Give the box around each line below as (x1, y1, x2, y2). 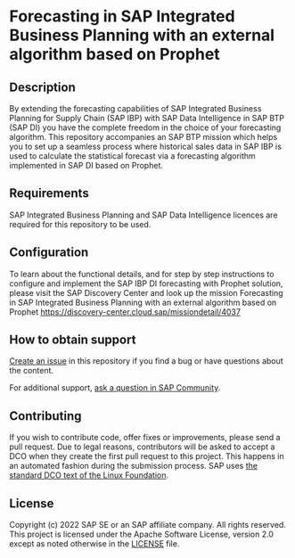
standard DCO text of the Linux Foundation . (9, 470, 169, 480)
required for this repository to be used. (9, 218, 152, 229)
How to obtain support (9, 332, 136, 348)
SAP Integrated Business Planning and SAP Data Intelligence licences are (9, 209, 278, 220)
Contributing (9, 408, 82, 423)
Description (9, 79, 76, 94)
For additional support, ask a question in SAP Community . (9, 382, 221, 393)
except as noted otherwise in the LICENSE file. (9, 538, 180, 549)
